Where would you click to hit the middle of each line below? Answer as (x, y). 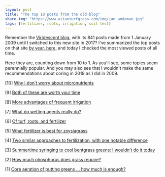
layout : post (18, 10)
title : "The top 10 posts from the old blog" (52, 14)
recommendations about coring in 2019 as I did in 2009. (62, 73)
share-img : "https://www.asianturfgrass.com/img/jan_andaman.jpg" (75, 19)
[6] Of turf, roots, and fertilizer (36, 121)
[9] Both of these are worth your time (43, 92)
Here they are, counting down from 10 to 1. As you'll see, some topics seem (82, 63)
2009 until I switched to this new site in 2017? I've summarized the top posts (82, 43)
